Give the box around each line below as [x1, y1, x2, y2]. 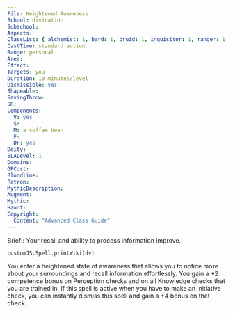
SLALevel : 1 [7, 152, 42, 160]
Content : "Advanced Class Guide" [13, 217, 111, 224]
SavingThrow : [7, 95, 45, 102]
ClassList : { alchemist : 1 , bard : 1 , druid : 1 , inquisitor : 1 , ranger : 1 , [7, 36, 229, 43]
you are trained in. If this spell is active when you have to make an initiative [7, 284, 221, 292]
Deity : [7, 146, 26, 153]
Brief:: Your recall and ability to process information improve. [7, 236, 182, 244]
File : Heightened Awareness [7, 10, 89, 17]
